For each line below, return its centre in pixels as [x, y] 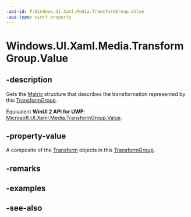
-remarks [23, 168]
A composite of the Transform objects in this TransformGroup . [81, 150]
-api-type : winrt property [39, 17]
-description [29, 80]
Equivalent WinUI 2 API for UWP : [46, 111]
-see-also [24, 208]
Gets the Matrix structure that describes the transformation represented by [96, 94]
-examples [26, 189]
